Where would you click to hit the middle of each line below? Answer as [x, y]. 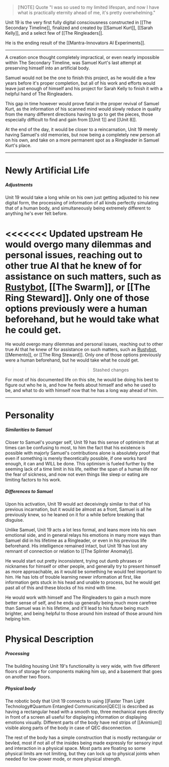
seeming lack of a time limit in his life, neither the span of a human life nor [81, 469]
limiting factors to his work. [33, 480]
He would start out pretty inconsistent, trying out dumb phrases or [74, 561]
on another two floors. [28, 677]
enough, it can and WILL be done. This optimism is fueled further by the [80, 464]
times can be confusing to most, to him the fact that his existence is [75, 448]
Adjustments [19, 185]
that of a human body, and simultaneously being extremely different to [78, 208]
